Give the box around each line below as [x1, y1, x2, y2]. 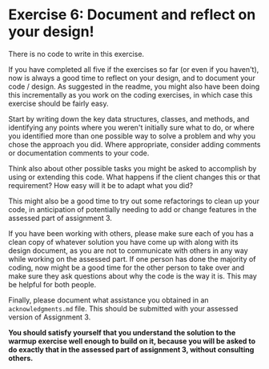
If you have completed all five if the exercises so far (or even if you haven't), [8, 64, 259, 74]
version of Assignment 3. [8, 312, 91, 322]
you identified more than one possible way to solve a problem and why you [8, 130, 256, 141]
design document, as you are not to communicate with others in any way [8, 246, 248, 255]
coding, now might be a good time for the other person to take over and [8, 263, 245, 272]
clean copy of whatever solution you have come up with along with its [8, 237, 239, 247]
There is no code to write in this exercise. [8, 49, 145, 58]
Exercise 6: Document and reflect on [8, 6, 256, 24]
